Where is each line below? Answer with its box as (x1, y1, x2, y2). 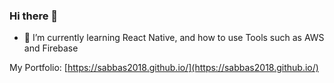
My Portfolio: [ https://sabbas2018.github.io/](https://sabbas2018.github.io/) (9, 62, 319, 74)
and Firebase (23, 42, 79, 54)
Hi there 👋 (9, 9, 59, 23)
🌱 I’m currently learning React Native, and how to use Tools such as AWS (23, 32, 325, 44)
